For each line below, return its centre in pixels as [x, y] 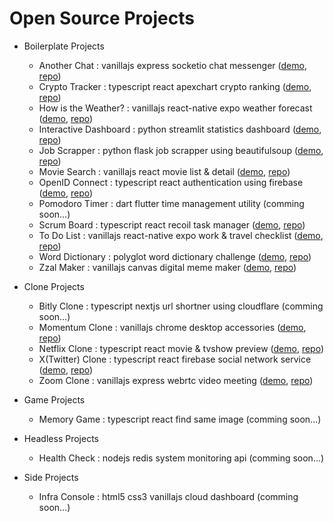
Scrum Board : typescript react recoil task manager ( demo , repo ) [172, 224]
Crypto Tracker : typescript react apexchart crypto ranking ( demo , [175, 86]
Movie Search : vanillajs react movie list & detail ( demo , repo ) [164, 171]
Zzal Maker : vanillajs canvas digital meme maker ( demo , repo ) [167, 267]
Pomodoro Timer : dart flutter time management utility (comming [171, 203]
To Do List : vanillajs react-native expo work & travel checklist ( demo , [181, 235]
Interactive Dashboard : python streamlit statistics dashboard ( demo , [180, 129]
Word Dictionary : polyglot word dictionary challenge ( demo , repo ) [175, 256]
